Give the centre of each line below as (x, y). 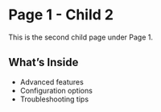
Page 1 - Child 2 (61, 15)
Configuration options (56, 90)
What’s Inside (43, 62)
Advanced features (52, 81)
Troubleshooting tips (54, 99)
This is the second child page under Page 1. (80, 37)
